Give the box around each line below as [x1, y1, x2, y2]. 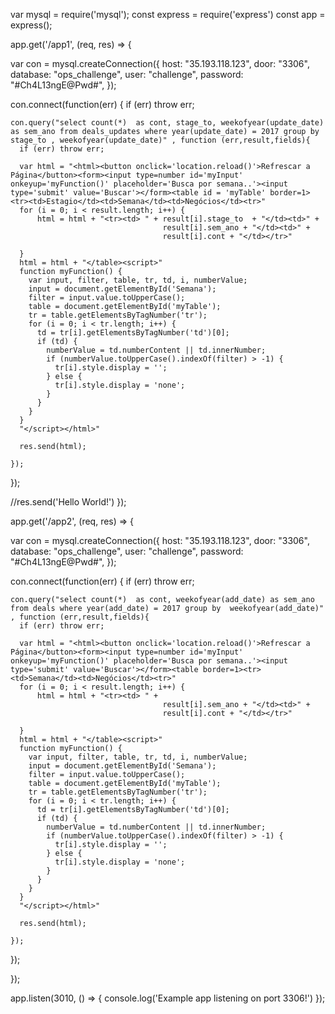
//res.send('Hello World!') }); [10, 496, 127, 508]
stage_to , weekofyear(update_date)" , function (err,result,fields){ [10, 135, 311, 145]
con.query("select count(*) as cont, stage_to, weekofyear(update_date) [10, 118, 325, 128]
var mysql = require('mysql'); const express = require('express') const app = [10, 9, 326, 20]
